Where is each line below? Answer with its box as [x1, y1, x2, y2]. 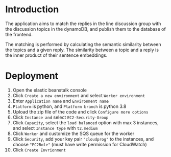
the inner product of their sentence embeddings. [5, 52, 108, 58]
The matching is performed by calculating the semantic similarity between [5, 41, 162, 47]
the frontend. [5, 31, 33, 37]
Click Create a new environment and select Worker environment [12, 92, 145, 98]
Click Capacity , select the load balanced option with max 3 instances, [12, 119, 159, 126]
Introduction [5, 4, 59, 15]
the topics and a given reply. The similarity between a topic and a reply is [5, 47, 159, 53]
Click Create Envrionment [12, 147, 66, 153]
